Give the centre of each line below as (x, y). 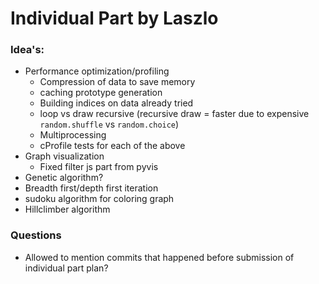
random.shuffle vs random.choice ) (109, 124)
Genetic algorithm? (64, 178)
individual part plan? (66, 268)
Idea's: (27, 50)
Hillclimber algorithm (67, 209)
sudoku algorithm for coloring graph (99, 199)
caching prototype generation (101, 93)
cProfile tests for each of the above (112, 146)
